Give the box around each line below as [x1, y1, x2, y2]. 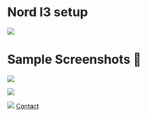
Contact [15, 102, 39, 110]
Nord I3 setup [7, 4, 88, 20]
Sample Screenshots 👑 [7, 52, 142, 67]
